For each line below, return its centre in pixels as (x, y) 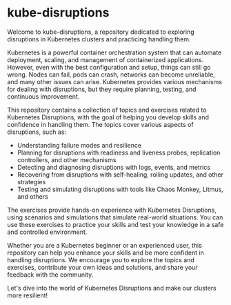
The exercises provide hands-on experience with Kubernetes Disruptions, (112, 210)
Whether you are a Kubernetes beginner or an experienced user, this (104, 245)
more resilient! (28, 295)
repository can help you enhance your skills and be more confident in (106, 253)
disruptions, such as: (37, 132)
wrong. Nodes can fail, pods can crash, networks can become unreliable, (111, 75)
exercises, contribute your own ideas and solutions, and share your (102, 267)
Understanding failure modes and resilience (79, 145)
